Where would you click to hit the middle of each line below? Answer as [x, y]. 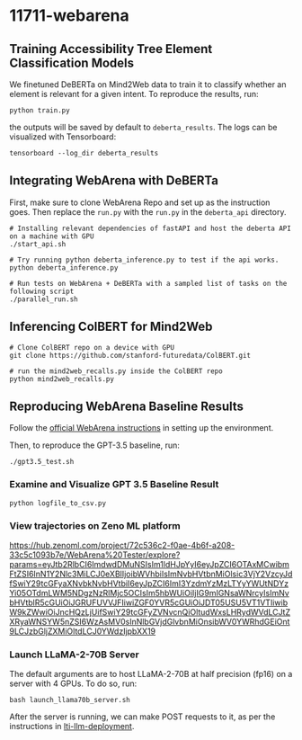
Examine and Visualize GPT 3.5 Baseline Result [114, 485]
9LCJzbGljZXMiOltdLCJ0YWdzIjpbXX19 [83, 631]
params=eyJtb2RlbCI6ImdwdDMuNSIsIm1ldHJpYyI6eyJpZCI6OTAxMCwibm [150, 565]
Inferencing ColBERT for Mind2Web [111, 327]
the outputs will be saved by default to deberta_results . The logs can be [143, 127]
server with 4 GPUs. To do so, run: [73, 683]
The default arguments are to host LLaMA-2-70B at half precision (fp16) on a [151, 674]
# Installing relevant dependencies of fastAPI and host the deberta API [151, 228]
